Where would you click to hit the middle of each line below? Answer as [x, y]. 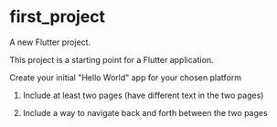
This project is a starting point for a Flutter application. [112, 59]
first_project [58, 17]
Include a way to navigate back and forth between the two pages [145, 112]
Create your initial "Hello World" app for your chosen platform [126, 77]
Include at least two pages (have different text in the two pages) [143, 95]
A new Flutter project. [50, 42]
